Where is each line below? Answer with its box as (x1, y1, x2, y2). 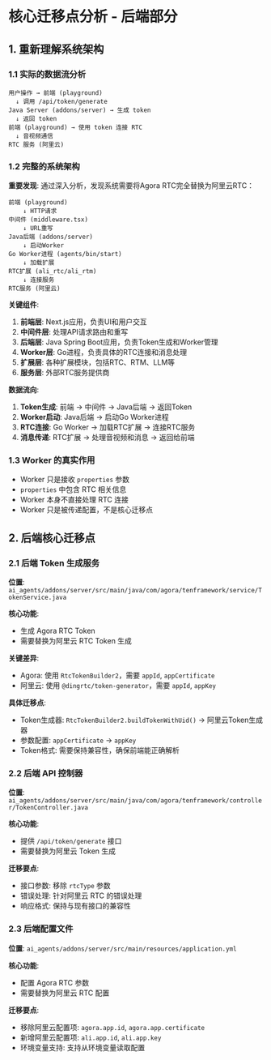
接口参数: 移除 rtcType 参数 (19, 881, 111, 891)
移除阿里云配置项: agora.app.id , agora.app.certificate (19, 1022, 205, 1032)
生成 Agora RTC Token (19, 626, 95, 636)
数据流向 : (8, 385, 40, 395)
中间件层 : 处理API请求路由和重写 (19, 327, 129, 337)
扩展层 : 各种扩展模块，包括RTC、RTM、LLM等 (19, 357, 176, 367)
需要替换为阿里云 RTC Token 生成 (19, 636, 132, 646)
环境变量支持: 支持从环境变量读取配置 (19, 1042, 146, 1052)
